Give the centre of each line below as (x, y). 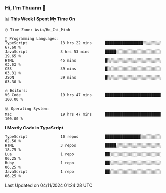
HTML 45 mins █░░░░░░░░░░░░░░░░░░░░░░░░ (83, 61)
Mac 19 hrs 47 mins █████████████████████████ (83, 114)
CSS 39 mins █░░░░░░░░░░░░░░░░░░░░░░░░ (83, 69)
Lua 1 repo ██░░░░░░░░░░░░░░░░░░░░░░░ (83, 154)
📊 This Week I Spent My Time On (40, 19)
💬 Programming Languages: (32, 39)
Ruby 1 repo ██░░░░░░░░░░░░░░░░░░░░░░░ (83, 163)
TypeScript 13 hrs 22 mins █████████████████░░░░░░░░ (83, 43)
